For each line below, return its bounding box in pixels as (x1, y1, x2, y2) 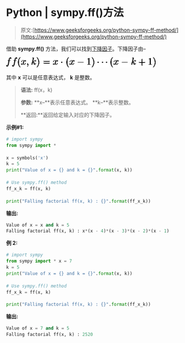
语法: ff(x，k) (20, 86, 53, 93)
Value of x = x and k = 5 (6, 222, 69, 228)
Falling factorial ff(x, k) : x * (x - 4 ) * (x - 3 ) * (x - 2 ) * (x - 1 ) (6, 228, 170, 234)
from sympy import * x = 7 (6, 258, 72, 264)
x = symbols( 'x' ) (6, 154, 49, 161)
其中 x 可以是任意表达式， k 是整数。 (6, 73, 95, 80)
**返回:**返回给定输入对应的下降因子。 (20, 111, 115, 118)
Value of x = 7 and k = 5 (6, 325, 69, 331)
